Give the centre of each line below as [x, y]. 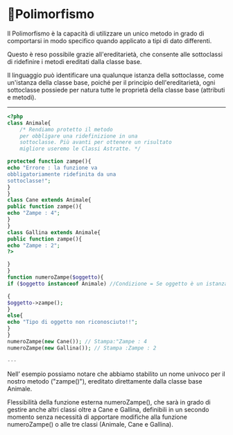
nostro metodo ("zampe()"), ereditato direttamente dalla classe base [105, 381]
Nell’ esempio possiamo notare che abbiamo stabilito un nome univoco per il [116, 374]
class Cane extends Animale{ [49, 200]
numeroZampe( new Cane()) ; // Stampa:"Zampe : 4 [77, 341]
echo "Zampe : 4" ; [34, 213]
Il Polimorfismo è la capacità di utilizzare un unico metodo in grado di [106, 33]
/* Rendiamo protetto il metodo [66, 129]
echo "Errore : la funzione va [52, 168]
